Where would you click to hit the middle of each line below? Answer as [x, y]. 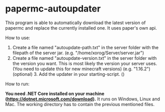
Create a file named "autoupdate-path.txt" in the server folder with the [86, 47]
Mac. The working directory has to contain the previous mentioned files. [80, 104]
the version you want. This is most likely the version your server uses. [85, 63]
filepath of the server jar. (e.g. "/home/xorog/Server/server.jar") [78, 53]
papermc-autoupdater [53, 9]
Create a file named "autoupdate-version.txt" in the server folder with [85, 58]
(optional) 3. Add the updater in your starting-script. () [68, 74]
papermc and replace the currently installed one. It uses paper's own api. [81, 28]
